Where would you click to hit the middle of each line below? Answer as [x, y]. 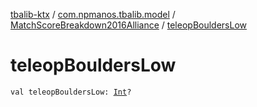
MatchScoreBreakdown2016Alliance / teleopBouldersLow [129, 25]
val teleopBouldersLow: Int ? [71, 92]
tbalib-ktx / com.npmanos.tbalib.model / [93, 14]
